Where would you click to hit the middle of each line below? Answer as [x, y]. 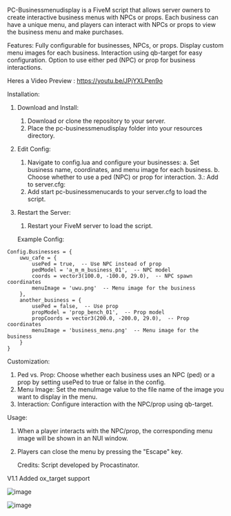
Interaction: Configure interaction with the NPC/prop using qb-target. [115, 404]
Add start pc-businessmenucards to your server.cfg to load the [117, 192]
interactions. [25, 67]
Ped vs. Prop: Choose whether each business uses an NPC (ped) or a [116, 375]
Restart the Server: [44, 212]
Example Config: [41, 239]
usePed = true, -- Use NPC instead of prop [97, 264]
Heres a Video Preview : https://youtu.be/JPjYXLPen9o [85, 81]
